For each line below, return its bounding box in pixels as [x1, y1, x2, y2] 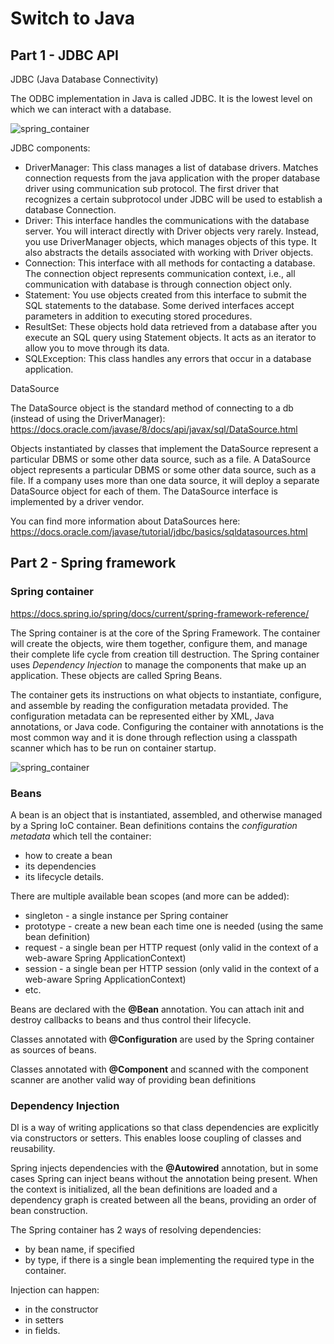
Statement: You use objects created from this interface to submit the [24, 289, 307, 301]
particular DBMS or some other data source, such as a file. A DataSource [10, 453, 311, 465]
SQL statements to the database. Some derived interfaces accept [24, 300, 295, 311]
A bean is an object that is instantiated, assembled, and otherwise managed [10, 808, 323, 821]
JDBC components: [10, 142, 91, 154]
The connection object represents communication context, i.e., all [24, 268, 296, 279]
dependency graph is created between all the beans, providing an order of [10, 1194, 317, 1206]
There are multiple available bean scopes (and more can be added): [10, 890, 290, 902]
